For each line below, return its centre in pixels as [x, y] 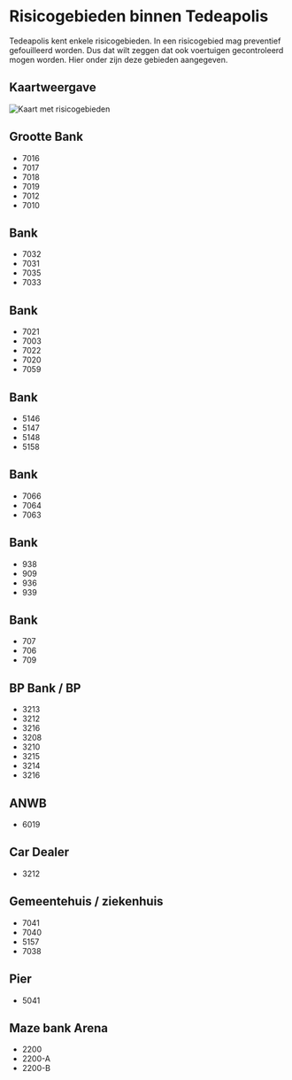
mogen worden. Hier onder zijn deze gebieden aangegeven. [119, 59]
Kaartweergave [53, 87]
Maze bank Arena [59, 1028]
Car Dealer [39, 852]
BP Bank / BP [45, 688]
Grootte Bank [46, 137]
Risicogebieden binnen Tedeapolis [139, 16]
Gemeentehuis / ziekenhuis [86, 901]
